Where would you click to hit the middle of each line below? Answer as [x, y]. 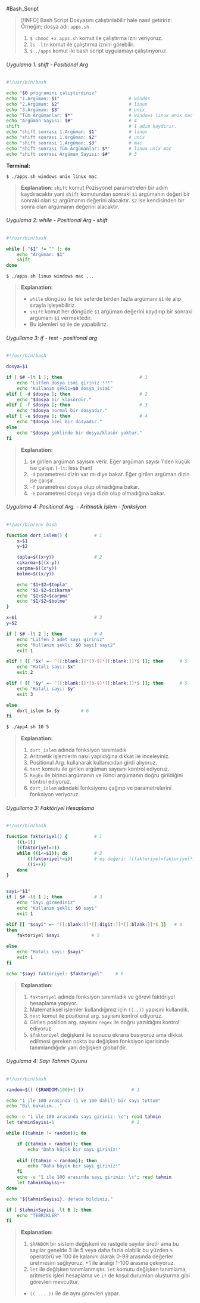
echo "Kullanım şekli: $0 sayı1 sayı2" [66, 645]
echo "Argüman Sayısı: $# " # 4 [71, 121]
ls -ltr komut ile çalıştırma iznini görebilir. [82, 44]
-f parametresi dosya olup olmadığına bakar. [85, 486]
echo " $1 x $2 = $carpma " [43, 596]
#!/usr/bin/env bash [32, 525]
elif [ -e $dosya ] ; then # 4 [77, 416]
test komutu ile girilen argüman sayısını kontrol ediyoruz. [99, 769]
